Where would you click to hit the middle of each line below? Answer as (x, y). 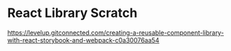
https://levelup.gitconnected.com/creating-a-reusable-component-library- (116, 33)
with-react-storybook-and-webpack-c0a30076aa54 (83, 40)
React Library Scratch (72, 13)
